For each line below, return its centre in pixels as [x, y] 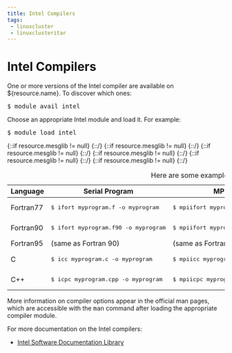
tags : [15, 20]
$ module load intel [42, 133]
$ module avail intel [44, 107]
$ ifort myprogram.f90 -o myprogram [108, 228]
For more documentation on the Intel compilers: [75, 329]
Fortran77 [27, 208]
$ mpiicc [186, 259]
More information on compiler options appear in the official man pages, [108, 301]
